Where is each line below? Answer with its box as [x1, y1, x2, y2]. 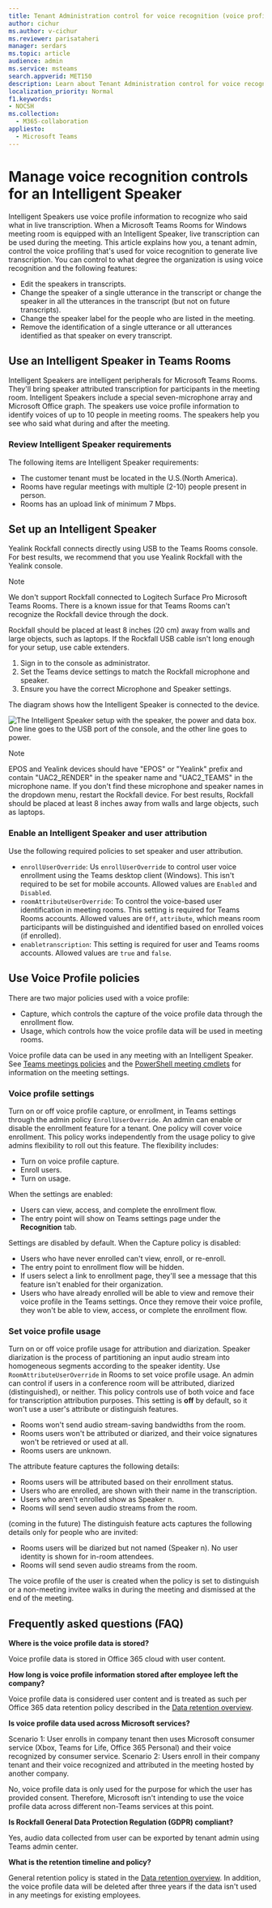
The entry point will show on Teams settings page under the [19, 1213, 221, 1223]
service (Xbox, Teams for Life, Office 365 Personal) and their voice [8, 1743, 232, 1752]
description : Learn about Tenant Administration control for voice [8, 79, 241, 88]
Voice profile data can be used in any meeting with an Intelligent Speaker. [8, 1050, 253, 1060]
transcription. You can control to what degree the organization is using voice [8, 255, 263, 264]
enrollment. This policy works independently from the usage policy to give [8, 1132, 256, 1142]
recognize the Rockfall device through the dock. [8, 610, 168, 620]
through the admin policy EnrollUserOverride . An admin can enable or [8, 1114, 243, 1124]
